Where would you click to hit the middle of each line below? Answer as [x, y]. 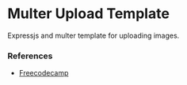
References [30, 56]
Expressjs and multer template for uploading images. [93, 35]
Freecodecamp [44, 73]
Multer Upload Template [88, 14]
